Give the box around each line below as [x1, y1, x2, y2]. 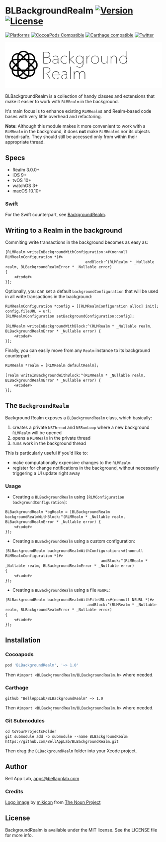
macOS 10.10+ [12, 187, 42, 194]
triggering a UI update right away [12, 470, 81, 476]
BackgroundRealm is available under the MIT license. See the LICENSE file [5, 827, 158, 833]
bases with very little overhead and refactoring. [5, 114, 102, 120]
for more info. [5, 833, 33, 839]
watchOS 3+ [12, 182, 38, 188]
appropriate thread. [5, 139, 45, 145]
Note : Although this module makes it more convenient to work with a [5, 123, 146, 129]
